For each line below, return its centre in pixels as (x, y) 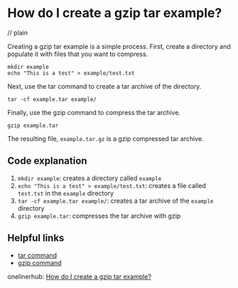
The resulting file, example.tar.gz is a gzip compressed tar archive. (106, 138)
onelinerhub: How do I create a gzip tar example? (79, 276)
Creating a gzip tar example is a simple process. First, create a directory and (119, 46)
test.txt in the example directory (65, 193)
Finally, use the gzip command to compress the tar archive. (94, 112)
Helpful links (36, 238)
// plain (18, 33)
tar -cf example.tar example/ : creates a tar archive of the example (115, 201)
